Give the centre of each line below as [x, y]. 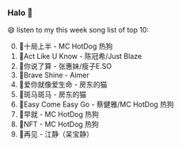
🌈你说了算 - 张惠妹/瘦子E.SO [65, 66]
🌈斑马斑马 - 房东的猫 [53, 95]
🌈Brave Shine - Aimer [54, 75]
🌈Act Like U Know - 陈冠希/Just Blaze [80, 56]
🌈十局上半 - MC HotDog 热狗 [66, 46]
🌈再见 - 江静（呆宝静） [56, 134]
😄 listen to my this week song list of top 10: [78, 30]
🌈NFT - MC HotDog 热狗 [59, 124]
